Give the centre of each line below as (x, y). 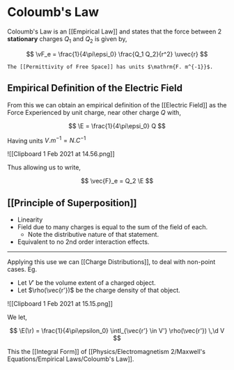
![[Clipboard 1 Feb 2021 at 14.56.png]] (61, 154)
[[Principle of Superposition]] (72, 203)
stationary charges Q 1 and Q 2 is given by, (67, 39)
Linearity (30, 219)
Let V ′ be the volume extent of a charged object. (86, 283)
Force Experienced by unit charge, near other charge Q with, (94, 112)
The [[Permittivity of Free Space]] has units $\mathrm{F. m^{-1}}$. (110, 67)
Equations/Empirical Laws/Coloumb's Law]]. (71, 359)
